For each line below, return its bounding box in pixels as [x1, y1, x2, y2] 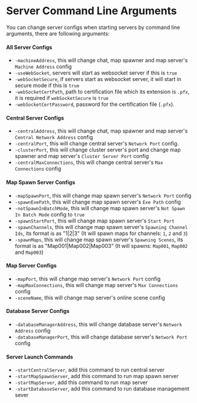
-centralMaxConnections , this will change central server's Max [14, 159, 164, 166]
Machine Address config [14, 63, 72, 70]
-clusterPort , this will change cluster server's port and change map [14, 146, 181, 153]
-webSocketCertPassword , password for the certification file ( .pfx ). [14, 101, 175, 108]
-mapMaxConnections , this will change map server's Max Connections [14, 281, 179, 288]
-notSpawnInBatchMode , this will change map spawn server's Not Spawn [14, 204, 185, 211]
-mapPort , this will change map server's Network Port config [14, 275, 161, 282]
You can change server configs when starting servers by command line [6, 24, 180, 31]
